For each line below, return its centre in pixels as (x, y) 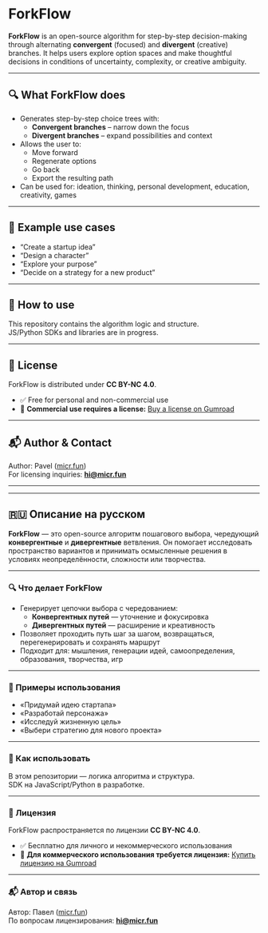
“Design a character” (54, 255)
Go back (45, 169)
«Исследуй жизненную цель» (71, 722)
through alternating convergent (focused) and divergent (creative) (118, 44)
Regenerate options (64, 161)
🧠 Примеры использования (65, 688)
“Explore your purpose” (58, 264)
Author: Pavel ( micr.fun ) (47, 466)
